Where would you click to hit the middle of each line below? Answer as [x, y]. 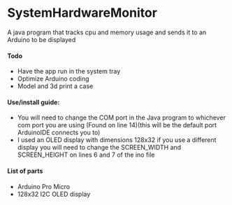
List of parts [25, 171]
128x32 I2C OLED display [54, 194]
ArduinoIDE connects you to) [59, 133]
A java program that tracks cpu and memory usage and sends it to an [107, 32]
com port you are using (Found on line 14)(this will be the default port [117, 125]
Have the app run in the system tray [69, 71]
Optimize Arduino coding [53, 79]
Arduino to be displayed [42, 39]
